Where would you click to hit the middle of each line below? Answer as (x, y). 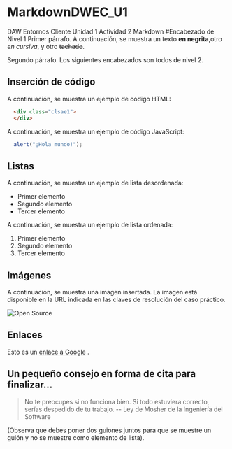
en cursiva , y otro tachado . (46, 46)
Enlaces (25, 335)
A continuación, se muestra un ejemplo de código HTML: (89, 99)
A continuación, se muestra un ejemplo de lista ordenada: (90, 225)
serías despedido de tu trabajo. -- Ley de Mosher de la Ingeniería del (123, 409)
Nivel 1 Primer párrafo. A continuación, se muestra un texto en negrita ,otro (115, 38)
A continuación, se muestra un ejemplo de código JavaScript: (96, 131)
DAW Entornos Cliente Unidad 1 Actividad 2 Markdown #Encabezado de (111, 31)
